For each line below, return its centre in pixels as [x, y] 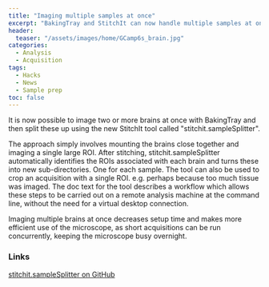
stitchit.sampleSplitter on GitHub [62, 274]
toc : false [26, 98]
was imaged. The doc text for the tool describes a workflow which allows [129, 187]
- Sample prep [39, 90]
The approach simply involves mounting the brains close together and [124, 144]
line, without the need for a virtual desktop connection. [99, 204]
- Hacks [28, 75]
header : [21, 30]
